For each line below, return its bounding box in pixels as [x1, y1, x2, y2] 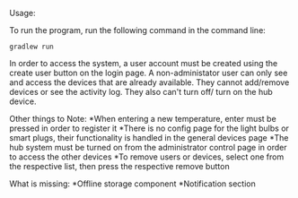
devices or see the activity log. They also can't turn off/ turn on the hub [9, 87, 274, 97]
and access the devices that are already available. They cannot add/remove [9, 77, 290, 88]
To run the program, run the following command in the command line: [9, 25, 267, 35]
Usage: [9, 8, 36, 18]
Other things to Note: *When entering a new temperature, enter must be [9, 114, 276, 124]
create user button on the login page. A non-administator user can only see [9, 67, 288, 78]
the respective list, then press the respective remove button [9, 161, 231, 171]
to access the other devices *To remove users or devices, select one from [9, 151, 285, 162]
